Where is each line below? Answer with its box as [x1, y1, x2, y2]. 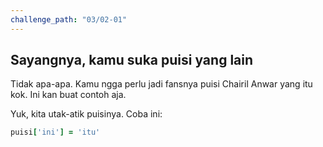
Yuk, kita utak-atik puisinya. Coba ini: [10, 108, 163, 120]
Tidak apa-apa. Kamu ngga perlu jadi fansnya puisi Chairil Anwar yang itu [10, 78, 313, 90]
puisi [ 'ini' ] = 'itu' [10, 127, 101, 138]
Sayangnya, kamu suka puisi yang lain [10, 52, 254, 69]
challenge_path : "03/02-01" [10, 14, 128, 25]
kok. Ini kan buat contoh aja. [10, 89, 127, 101]
